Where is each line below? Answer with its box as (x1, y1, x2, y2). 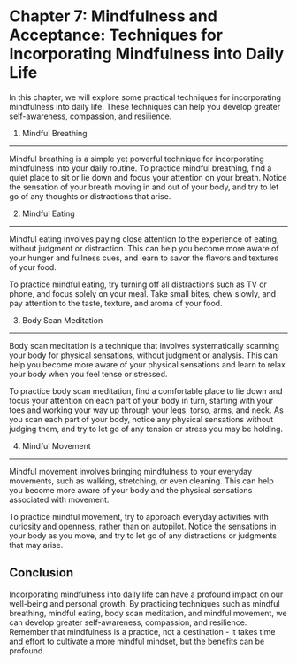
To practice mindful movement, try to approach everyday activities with (9, 511, 270, 522)
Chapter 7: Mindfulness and (9, 6, 218, 27)
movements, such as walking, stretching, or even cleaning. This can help (9, 476, 274, 486)
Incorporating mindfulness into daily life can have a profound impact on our (9, 589, 284, 599)
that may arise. (9, 539, 64, 550)
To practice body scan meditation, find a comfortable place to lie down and (9, 385, 283, 396)
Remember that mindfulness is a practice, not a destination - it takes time (9, 626, 276, 637)
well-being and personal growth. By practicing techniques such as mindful (9, 598, 280, 608)
